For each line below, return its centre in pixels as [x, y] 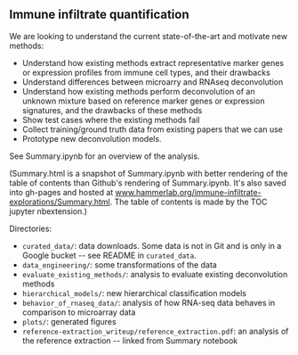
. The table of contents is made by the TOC [189, 202]
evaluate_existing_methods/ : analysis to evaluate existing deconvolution [155, 274]
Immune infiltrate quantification [99, 15]
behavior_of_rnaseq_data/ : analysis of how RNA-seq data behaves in [149, 302]
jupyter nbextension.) [48, 211]
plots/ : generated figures [69, 321]
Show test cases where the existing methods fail [111, 120]
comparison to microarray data [79, 312]
